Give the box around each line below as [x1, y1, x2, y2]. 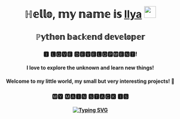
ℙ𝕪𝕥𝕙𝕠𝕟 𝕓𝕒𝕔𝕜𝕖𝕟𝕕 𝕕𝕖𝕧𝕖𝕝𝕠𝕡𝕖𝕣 [36, 32, 145, 42]
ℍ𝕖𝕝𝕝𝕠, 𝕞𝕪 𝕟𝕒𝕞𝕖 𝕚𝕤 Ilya [24, 8, 142, 21]
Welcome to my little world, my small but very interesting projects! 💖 [6, 78, 175, 85]
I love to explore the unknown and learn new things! [26, 64, 154, 71]
